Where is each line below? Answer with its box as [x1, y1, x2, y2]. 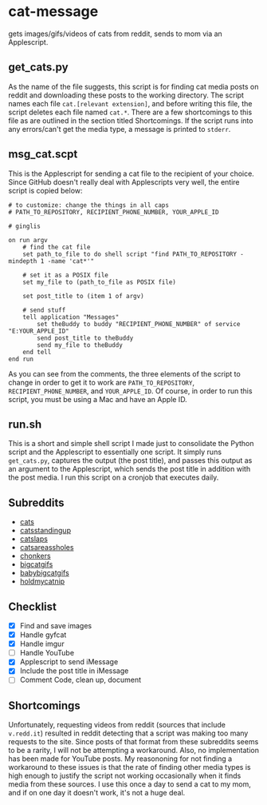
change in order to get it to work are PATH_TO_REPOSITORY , [8, 377, 195, 387]
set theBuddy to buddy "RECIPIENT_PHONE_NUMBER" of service [37, 320, 241, 328]
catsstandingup [19, 526, 72, 536]
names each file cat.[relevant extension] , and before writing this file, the [8, 98, 253, 108]
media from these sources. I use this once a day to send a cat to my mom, [8, 779, 251, 789]
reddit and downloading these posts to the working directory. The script [8, 90, 245, 100]
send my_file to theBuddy [37, 341, 124, 349]
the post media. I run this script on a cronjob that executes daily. [8, 472, 219, 482]
